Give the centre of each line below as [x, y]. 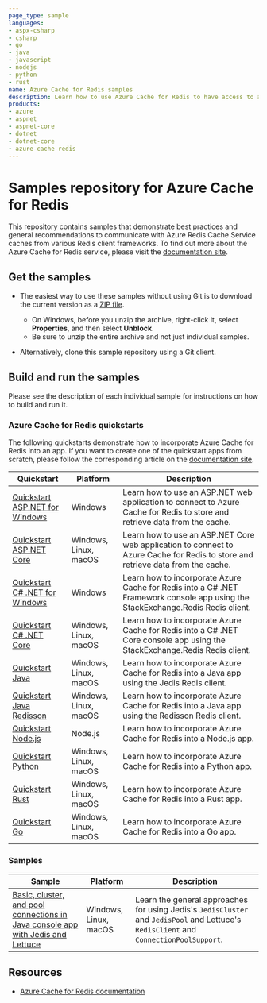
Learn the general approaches [192, 900]
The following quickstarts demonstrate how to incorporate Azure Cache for [131, 442]
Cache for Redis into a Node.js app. [188, 739]
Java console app [45, 924]
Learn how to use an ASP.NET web [188, 492]
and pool [29, 905]
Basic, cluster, [39, 894]
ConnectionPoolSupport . [179, 939]
